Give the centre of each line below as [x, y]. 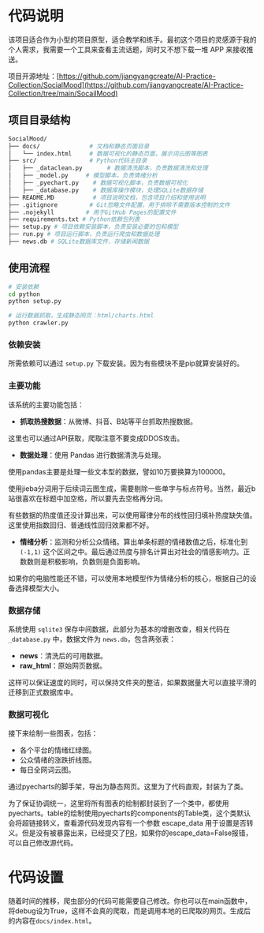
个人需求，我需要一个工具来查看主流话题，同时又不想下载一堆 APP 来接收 [127, 49]
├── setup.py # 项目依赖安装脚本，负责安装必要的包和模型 [93, 227]
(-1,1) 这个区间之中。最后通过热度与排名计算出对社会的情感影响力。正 [135, 551]
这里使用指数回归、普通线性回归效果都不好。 [81, 525]
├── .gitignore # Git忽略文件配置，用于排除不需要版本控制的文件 [119, 205]
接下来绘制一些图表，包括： [53, 733]
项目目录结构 [39, 120]
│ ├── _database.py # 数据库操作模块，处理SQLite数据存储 [106, 190]
